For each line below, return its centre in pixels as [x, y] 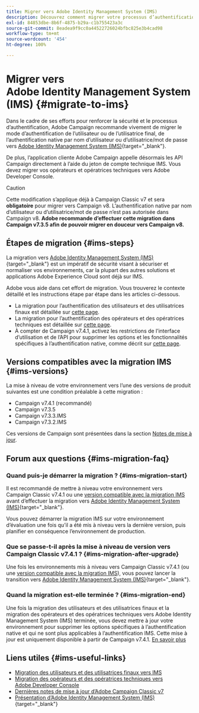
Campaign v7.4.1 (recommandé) [53, 403]
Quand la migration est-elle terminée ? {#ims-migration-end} [96, 595]
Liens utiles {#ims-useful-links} [66, 658]
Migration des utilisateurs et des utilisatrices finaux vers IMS [88, 672]
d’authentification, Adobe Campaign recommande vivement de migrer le [94, 127]
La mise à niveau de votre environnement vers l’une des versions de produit [99, 385]
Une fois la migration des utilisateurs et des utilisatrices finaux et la [88, 608]
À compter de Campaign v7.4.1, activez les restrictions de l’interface [97, 331]
